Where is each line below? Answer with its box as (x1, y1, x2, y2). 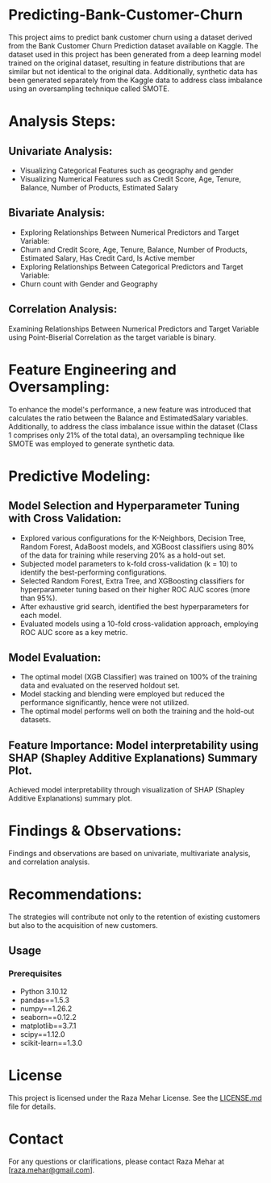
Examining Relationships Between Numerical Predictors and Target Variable (8, 324, 260, 333)
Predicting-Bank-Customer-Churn (8, 6, 244, 24)
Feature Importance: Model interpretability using (8, 738, 260, 752)
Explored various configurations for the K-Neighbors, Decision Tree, (19, 533, 246, 542)
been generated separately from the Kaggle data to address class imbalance (8, 75, 263, 85)
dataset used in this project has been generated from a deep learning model (8, 49, 261, 59)
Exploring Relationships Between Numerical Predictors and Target (19, 228, 240, 237)
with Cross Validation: (8, 512, 123, 525)
